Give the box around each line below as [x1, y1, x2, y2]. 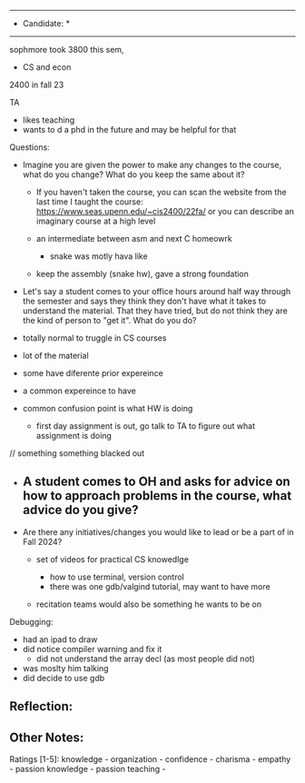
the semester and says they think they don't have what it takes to [22, 296, 266, 306]
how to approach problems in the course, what [22, 488, 292, 504]
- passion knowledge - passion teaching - [9, 764, 166, 775]
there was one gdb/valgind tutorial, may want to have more [49, 580, 271, 591]
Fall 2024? [22, 536, 63, 547]
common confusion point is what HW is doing [22, 403, 193, 413]
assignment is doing [35, 431, 112, 441]
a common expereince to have [22, 385, 136, 396]
